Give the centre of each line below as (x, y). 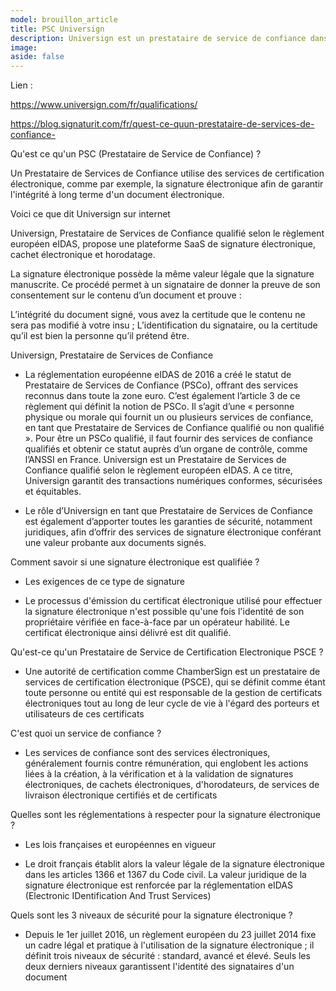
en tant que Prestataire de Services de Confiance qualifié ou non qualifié (174, 428)
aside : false (37, 57)
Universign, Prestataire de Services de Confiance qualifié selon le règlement (167, 233)
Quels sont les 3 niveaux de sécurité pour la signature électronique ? (151, 915)
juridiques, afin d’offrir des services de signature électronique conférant (173, 532)
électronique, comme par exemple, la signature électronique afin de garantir (167, 184)
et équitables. (53, 492)
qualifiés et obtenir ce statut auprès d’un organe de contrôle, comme (166, 449)
